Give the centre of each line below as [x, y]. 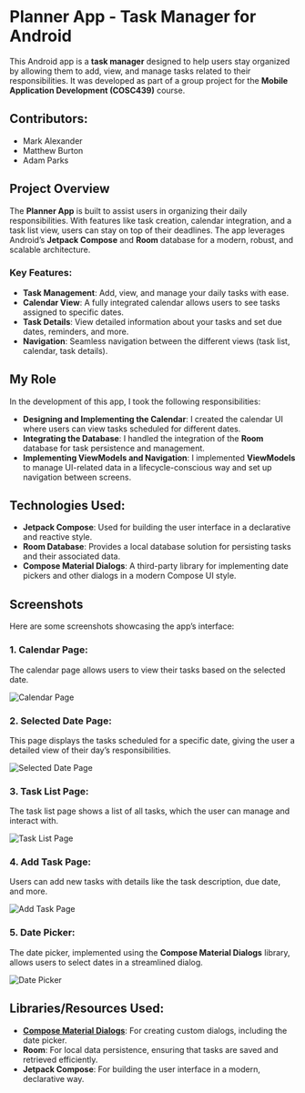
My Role [33, 380]
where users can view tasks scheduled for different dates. [132, 429]
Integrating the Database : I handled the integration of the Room [143, 438]
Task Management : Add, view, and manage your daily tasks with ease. [156, 292]
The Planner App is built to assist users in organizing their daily [128, 210]
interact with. [34, 821]
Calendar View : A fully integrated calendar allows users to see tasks [151, 302]
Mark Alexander [53, 141]
